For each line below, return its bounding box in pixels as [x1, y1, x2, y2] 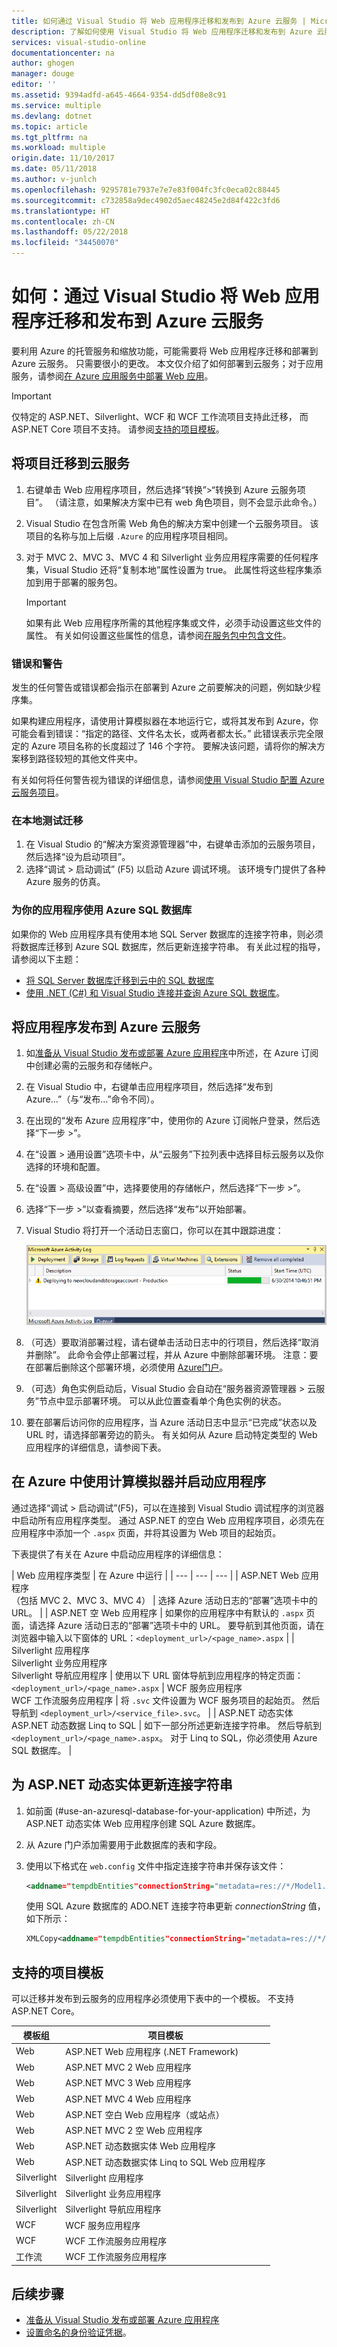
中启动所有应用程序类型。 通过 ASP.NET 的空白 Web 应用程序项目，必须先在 [11, 1514, 325, 1526]
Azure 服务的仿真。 [25, 876, 106, 888]
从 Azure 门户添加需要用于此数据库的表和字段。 [25, 1838, 223, 1850]
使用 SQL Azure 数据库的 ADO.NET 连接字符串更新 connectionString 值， [25, 1900, 326, 1912]
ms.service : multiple [11, 100, 102, 110]
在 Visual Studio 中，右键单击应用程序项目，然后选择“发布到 [25, 1081, 273, 1093]
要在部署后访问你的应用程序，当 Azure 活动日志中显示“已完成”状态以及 [25, 1416, 318, 1428]
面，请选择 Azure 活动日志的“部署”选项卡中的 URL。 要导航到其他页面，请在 [11, 1619, 325, 1631]
